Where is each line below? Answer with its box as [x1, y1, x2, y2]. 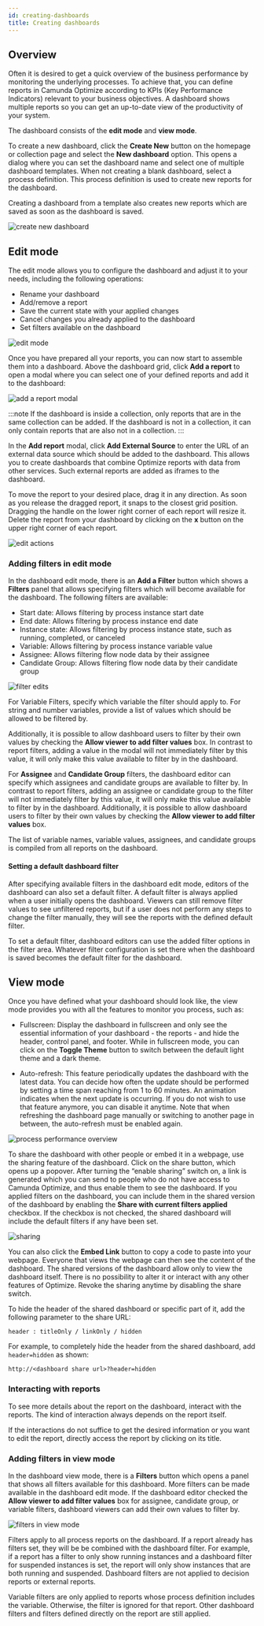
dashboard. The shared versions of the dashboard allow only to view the [8, 1264, 243, 1273]
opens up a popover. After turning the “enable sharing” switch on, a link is [8, 1167, 247, 1176]
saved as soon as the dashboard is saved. [8, 206, 144, 217]
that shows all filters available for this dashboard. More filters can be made [8, 1479, 250, 1489]
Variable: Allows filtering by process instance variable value [19, 641, 213, 651]
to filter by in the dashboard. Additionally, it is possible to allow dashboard [8, 803, 247, 812]
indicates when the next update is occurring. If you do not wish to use [19, 1094, 246, 1104]
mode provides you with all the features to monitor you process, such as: [8, 1005, 244, 1015]
